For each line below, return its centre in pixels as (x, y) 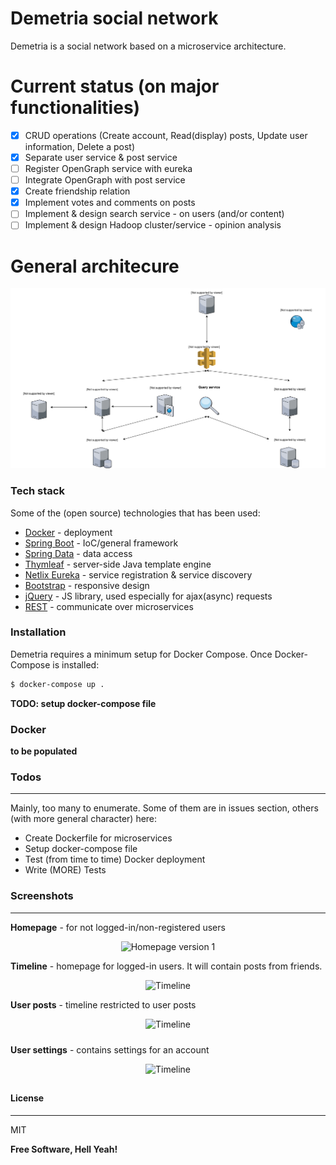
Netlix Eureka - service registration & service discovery (138, 574)
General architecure (95, 266)
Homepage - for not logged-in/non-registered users (118, 927)
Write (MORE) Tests (65, 870)
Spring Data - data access (78, 553)
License (27, 1098)
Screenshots (42, 896)
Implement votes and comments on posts (110, 203)
